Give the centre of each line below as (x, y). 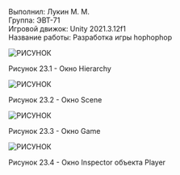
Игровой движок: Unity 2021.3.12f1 (67, 29)
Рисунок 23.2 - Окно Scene (55, 100)
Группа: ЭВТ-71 (34, 20)
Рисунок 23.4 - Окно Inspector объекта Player (87, 162)
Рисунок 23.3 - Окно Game (54, 131)
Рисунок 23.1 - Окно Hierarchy (60, 69)
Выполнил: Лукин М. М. (49, 12)
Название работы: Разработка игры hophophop (90, 37)
